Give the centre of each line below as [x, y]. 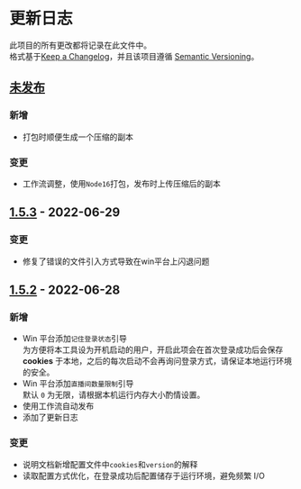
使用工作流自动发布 [58, 406]
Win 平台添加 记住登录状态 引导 [75, 339]
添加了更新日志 [50, 417]
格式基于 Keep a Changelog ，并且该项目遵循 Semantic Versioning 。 [134, 56]
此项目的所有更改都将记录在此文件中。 [80, 45]
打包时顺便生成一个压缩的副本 [78, 137]
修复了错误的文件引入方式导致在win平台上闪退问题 [116, 261]
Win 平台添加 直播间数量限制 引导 [78, 384]
